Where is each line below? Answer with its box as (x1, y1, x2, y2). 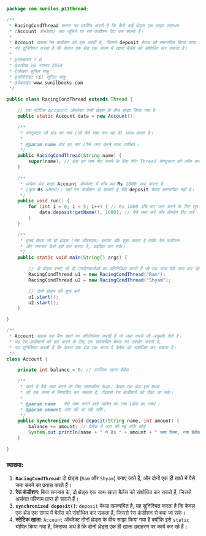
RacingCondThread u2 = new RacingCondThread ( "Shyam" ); (28, 277, 172, 283)
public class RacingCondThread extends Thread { (6, 96, 133, 102)
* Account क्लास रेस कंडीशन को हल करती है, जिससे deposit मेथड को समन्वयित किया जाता (9, 40, 196, 46)
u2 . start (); (28, 299, 59, 306)
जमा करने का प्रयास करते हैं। (15, 481, 72, 489)
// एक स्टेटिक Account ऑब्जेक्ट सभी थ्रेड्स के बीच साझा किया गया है (17, 107, 155, 113)
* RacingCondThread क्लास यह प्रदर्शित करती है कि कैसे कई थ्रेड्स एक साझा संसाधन (9, 22, 180, 29)
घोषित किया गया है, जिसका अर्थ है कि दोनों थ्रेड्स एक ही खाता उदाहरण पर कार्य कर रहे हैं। (15, 523, 188, 530)
